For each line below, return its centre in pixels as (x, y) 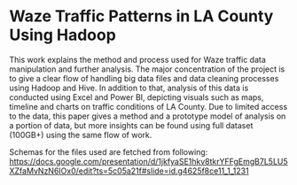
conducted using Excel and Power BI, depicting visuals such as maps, (137, 97)
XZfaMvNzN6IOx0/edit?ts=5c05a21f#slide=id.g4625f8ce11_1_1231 (129, 171)
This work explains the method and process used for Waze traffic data (137, 59)
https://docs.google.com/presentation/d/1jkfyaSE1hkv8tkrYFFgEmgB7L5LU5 (148, 161)
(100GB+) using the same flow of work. (81, 135)
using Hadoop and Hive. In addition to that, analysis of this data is (129, 88)
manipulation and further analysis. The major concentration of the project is (147, 69)
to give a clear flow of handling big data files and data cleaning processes (144, 78)
